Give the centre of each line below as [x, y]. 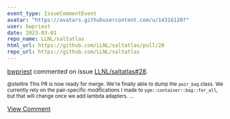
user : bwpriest [29, 26]
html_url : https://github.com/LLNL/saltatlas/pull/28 [86, 45]
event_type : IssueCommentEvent [52, 13]
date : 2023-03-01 [32, 33]
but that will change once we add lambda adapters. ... [71, 96]
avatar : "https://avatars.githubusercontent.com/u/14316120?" [98, 20]
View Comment [29, 109]
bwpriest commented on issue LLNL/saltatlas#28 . [77, 71]
